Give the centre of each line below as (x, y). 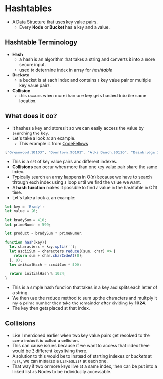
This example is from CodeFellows (54, 143)
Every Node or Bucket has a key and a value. (65, 27)
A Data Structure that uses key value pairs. (55, 22)
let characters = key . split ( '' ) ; (43, 246)
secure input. (33, 64)
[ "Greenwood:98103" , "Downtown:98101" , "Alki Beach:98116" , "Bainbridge (80, 152)
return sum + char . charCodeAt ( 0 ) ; (49, 256)
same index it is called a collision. (45, 340)
